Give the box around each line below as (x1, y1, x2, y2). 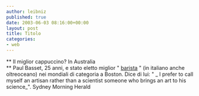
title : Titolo (6, 31, 42, 37)
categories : (6, 36, 36, 42)
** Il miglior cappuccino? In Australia (6, 57, 96, 65)
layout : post (6, 25, 39, 31)
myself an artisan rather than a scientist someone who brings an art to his (6, 76, 187, 84)
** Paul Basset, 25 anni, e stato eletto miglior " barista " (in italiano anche (6, 64, 185, 71)
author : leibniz (6, 8, 46, 15)
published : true (6, 14, 46, 20)
